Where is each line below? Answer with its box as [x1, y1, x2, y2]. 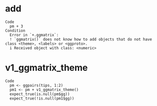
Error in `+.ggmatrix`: [9, 32, 59, 37]
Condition [5, 28, 26, 33]
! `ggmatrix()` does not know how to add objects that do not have [9, 37, 153, 42]
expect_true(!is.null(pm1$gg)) [9, 96, 75, 101]
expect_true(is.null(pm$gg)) [9, 92, 70, 97]
